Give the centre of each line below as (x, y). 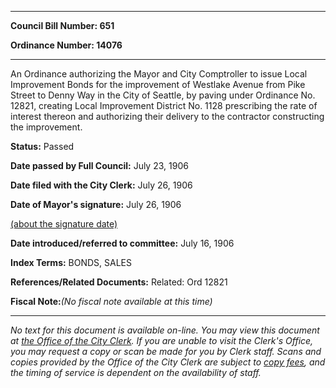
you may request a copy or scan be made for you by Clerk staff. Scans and (166, 351)
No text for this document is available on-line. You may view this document (165, 330)
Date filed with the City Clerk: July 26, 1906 (101, 185)
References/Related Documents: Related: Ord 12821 (119, 282)
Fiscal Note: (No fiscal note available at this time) (111, 301)
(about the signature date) (64, 224)
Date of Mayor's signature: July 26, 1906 (96, 204)
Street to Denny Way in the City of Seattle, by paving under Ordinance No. (163, 95)
